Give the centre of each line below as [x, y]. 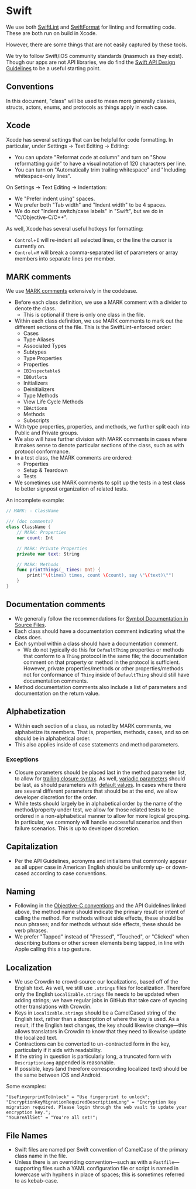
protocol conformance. [42, 451]
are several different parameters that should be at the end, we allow [96, 791]
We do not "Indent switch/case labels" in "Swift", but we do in [89, 211]
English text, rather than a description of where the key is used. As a [97, 1019]
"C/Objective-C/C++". [41, 217]
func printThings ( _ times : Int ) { [59, 570]
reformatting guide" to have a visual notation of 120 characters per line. [100, 163]
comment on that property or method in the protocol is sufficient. [102, 662]
